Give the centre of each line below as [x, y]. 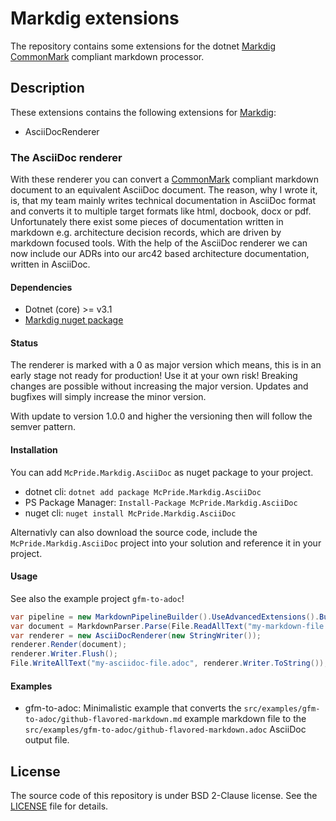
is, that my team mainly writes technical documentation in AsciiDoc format [163, 201]
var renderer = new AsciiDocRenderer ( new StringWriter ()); [136, 635]
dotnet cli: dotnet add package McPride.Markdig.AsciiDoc [143, 491]
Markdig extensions [95, 18]
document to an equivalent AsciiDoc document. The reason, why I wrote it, [164, 190]
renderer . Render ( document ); [69, 645]
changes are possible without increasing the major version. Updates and [159, 386]
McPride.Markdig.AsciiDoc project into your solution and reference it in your [166, 543]
